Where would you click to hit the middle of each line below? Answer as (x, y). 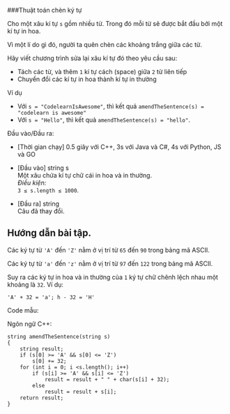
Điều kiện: (32, 183)
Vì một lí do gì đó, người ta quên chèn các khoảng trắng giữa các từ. (105, 44)
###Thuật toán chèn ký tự (45, 10)
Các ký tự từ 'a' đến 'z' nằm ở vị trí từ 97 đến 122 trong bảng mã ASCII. (110, 263)
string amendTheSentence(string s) (59, 336)
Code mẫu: (23, 310)
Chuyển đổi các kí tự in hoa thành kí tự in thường (87, 79)
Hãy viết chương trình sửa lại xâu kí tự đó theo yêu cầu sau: (92, 58)
